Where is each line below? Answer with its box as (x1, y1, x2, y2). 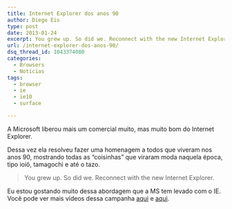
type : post (7, 23, 39, 30)
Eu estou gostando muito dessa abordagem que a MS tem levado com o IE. (7, 187, 221, 195)
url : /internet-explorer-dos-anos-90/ (7, 42, 119, 49)
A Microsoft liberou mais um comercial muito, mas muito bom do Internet (7, 125, 215, 133)
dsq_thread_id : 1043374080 (7, 49, 85, 56)
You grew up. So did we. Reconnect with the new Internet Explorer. (23, 173, 215, 181)
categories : (7, 55, 41, 62)
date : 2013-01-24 (7, 29, 57, 37)
